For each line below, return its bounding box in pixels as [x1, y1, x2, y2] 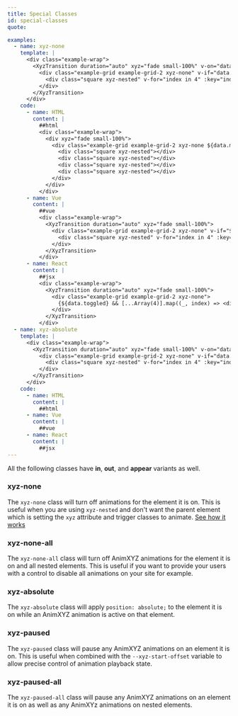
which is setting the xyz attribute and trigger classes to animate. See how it [7, 513, 226, 521]
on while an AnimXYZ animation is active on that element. [7, 610, 175, 619]
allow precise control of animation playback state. [7, 659, 152, 668]
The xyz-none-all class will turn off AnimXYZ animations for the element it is [7, 554, 231, 563]
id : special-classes [7, 17, 69, 24]
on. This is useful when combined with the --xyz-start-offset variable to [7, 652, 222, 660]
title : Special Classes [7, 10, 78, 18]
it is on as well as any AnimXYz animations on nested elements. [7, 700, 193, 709]
